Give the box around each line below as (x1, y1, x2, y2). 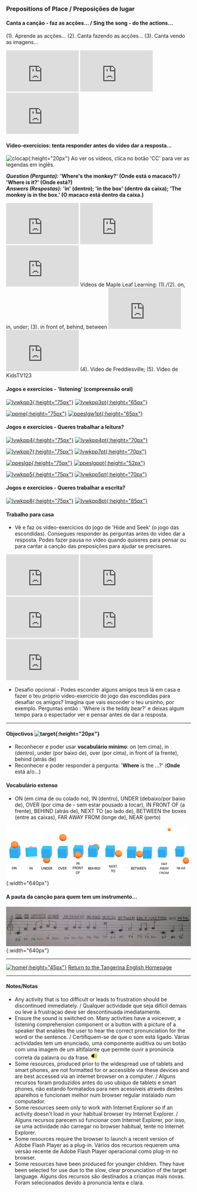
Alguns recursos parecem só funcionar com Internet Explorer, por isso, (14, 1117, 186, 1124)
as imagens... (6, 39, 39, 46)
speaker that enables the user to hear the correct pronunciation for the (14, 1027, 186, 1034)
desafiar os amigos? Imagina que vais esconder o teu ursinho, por (14, 699, 175, 706)
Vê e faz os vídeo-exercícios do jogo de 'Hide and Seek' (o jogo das (14, 524, 179, 531)
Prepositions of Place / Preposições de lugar (6, 5, 135, 13)
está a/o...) (14, 768, 41, 775)
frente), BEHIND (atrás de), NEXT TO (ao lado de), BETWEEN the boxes (14, 807, 186, 814)
